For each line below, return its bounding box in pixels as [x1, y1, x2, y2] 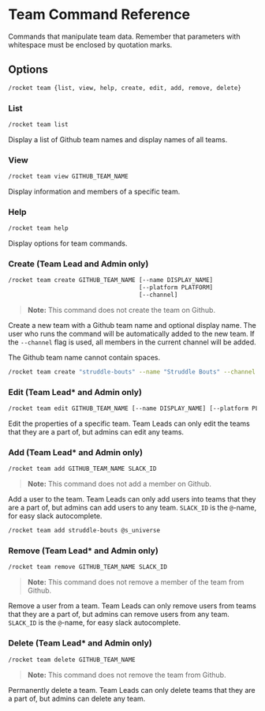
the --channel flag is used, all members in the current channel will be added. [8, 337, 256, 347]
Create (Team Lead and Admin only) [8, 258, 149, 269]
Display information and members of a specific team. [8, 186, 181, 196]
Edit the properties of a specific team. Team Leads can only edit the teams [8, 419, 250, 428]
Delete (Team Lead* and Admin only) [8, 638, 152, 649]
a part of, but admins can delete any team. [8, 694, 146, 703]
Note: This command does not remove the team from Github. [27, 670, 226, 679]
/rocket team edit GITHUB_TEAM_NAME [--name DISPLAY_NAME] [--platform [8, 404, 248, 412]
